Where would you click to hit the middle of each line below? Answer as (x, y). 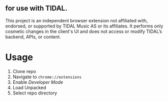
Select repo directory (35, 93)
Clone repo (24, 71)
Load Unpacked (29, 87)
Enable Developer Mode (38, 82)
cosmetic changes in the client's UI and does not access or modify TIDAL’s (84, 31)
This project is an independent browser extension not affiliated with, (77, 20)
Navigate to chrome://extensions (47, 77)
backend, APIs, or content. (33, 37)
